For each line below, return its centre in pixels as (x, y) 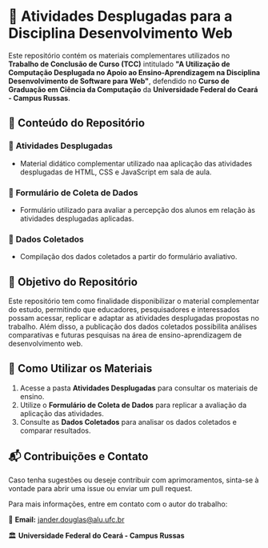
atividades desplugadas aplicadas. (77, 218)
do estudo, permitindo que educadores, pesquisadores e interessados (124, 310)
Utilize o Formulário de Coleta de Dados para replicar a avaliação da (133, 405)
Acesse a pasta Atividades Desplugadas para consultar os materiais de (139, 388)
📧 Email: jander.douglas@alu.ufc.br (66, 519)
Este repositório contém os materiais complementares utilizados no (119, 55)
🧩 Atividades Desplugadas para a (120, 16)
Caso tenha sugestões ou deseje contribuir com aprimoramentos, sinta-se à (134, 480)
